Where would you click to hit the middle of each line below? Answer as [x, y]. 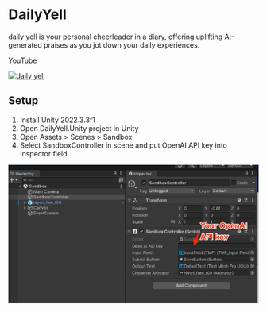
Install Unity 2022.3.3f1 [57, 120]
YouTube [23, 60]
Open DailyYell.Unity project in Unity [79, 128]
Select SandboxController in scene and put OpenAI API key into [124, 145]
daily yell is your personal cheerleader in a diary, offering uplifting [116, 37]
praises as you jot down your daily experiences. [122, 44]
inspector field [43, 153]
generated [25, 44]
